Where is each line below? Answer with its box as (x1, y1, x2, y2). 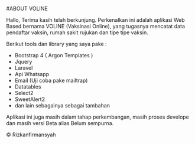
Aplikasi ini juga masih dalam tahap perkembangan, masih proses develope (6, 113, 189, 120)
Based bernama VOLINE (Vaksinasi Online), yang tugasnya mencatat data (6, 23, 185, 30)
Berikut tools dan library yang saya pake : (6, 41, 108, 47)
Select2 (14, 90, 34, 96)
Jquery (14, 58, 32, 65)
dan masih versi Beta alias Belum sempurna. (6, 120, 114, 126)
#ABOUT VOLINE (6, 5, 48, 12)
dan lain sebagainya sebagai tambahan (14, 102, 110, 109)
